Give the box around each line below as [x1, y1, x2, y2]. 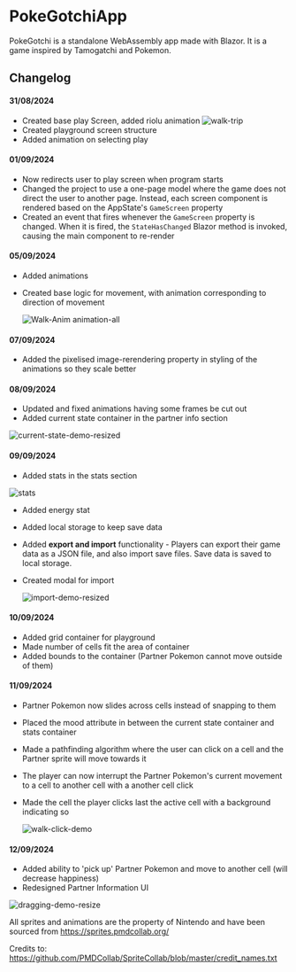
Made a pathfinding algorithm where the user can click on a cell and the [21, 743, 285, 754]
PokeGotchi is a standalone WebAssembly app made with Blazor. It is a [9, 35, 268, 46]
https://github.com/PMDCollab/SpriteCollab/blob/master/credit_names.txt [9, 953, 277, 963]
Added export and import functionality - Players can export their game [21, 539, 281, 549]
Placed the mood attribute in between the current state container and [21, 717, 275, 727]
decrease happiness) [21, 873, 100, 883]
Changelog [9, 71, 72, 86]
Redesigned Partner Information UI [21, 883, 148, 893]
